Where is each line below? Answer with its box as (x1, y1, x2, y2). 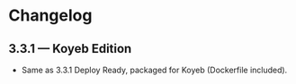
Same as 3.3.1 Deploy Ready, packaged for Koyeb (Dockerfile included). (21, 64, 288, 75)
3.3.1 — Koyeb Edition (8, 41, 132, 56)
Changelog (8, 5, 93, 26)
